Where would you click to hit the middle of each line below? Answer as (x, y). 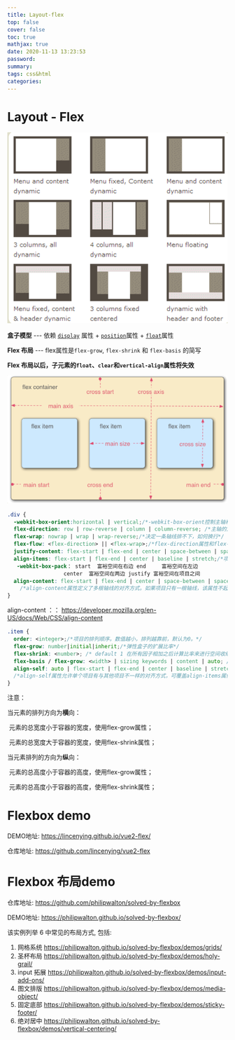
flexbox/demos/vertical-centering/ (67, 1029)
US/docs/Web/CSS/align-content (55, 618)
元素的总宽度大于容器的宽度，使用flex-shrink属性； (83, 742)
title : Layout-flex (36, 15)
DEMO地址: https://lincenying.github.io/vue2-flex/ (79, 836)
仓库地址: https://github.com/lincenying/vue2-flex (79, 851)
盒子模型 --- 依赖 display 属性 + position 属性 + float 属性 (91, 336)
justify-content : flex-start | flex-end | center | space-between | (115, 552)
